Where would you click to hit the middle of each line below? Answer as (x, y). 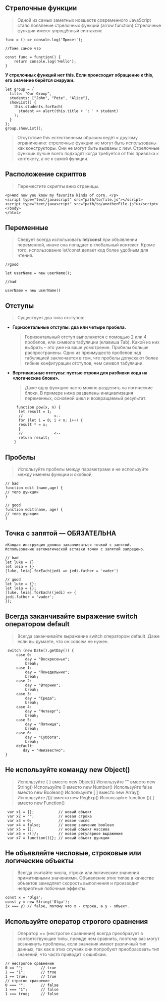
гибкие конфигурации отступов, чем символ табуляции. (84, 363)
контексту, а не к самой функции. (53, 159)
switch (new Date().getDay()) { (41, 650)
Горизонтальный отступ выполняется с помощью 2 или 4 (85, 337)
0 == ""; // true (31, 968)
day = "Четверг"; (43, 711)
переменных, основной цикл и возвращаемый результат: (86, 398)
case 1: (24, 668)
